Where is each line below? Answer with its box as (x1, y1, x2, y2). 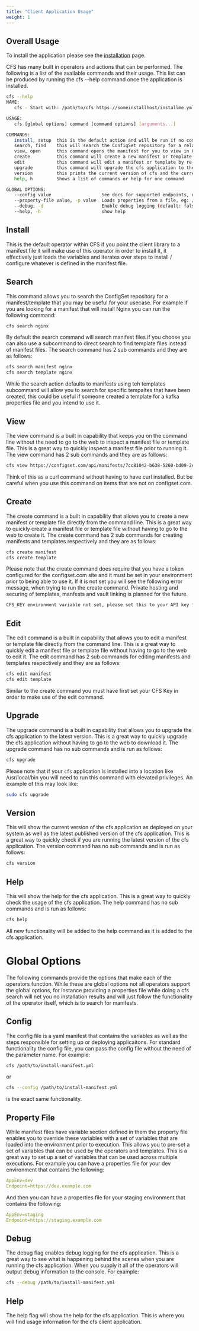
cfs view (6, 463, 28, 469)
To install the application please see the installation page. (6, 52, 146, 59)
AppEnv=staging (6, 1211, 44, 1218)
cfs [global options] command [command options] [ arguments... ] (14, 121, 176, 127)
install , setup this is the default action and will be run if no (14, 137, 184, 143)
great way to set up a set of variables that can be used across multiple (6, 1154, 178, 1161)
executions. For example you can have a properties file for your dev (6, 1160, 171, 1167)
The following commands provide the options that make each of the (6, 974, 172, 981)
